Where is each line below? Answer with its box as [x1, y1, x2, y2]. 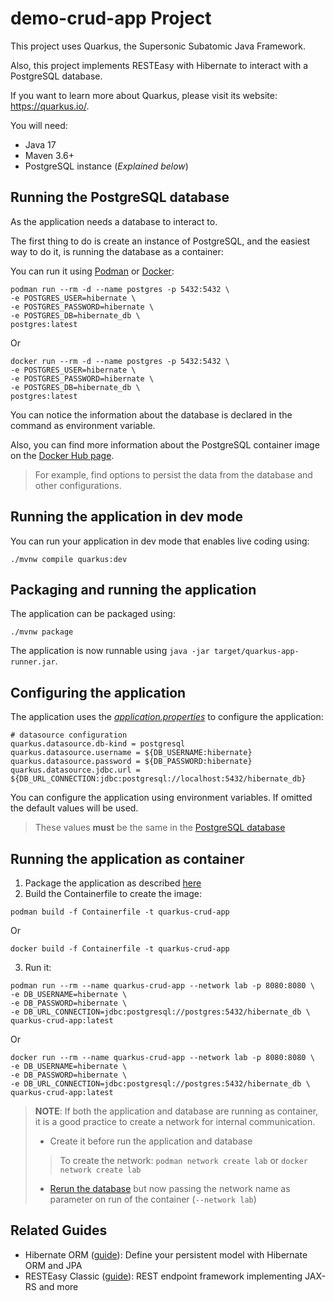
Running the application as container [10, 850, 245, 867]
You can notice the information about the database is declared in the [10, 408, 293, 421]
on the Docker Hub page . [10, 449, 115, 461]
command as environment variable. [10, 419, 156, 431]
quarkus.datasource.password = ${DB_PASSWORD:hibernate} [10, 757, 253, 767]
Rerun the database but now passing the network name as [49, 1183, 291, 1194]
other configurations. [34, 479, 122, 491]
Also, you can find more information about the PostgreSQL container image [10, 438, 320, 451]
